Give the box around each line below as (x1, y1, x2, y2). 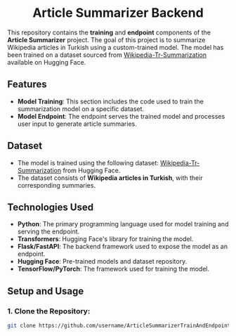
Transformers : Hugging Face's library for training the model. (17, 235, 194, 243)
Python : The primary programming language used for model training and (17, 220, 229, 228)
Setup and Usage (7, 285, 84, 297)
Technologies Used (7, 201, 93, 213)
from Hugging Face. (63, 166, 121, 174)
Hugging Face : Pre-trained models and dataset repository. (17, 257, 188, 266)
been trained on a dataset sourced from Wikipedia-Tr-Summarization (7, 51, 207, 59)
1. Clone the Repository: (7, 306, 91, 316)
